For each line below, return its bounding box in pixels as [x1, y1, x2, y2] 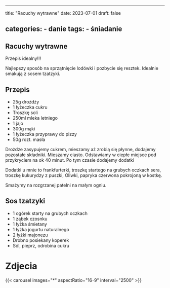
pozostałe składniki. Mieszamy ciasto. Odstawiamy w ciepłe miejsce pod [5, 152, 157, 158]
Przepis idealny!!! [5, 55, 41, 61]
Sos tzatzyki [5, 197, 46, 205]
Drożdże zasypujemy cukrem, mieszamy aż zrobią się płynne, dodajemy [5, 147, 156, 153]
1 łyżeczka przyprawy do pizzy [12, 131, 77, 137]
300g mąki [12, 126, 35, 132]
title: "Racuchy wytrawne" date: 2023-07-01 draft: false [5, 10, 121, 16]
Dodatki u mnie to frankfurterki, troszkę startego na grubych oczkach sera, [5, 167, 161, 173]
